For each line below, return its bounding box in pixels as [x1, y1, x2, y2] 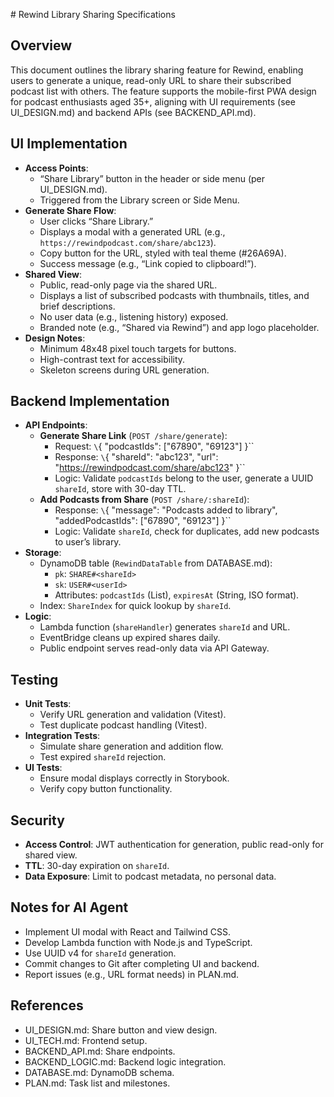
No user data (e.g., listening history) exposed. [39, 310, 229, 323]
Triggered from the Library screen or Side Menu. [39, 194, 240, 206]
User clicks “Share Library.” [39, 215, 154, 227]
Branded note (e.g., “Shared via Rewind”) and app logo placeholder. [39, 321, 320, 333]
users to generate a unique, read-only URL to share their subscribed [10, 74, 292, 86]
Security [10, 812, 65, 829]
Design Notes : [24, 332, 86, 344]
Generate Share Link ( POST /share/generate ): [39, 430, 228, 442]
